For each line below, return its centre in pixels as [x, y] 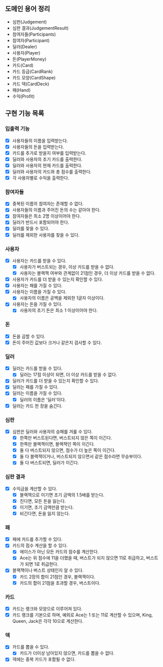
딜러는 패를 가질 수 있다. [35, 387]
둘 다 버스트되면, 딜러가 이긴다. [49, 463]
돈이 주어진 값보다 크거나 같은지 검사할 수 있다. [57, 342]
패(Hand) [21, 90]
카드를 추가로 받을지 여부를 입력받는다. [49, 153]
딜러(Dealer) [24, 47]
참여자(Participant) [31, 40]
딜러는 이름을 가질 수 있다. [37, 393]
